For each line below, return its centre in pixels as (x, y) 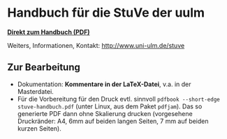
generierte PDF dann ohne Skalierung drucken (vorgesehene (105, 113)
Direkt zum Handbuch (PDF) (49, 32)
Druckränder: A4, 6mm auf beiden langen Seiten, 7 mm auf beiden (113, 121)
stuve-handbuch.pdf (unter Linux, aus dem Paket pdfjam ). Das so (110, 106)
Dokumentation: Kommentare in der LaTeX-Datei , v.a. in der (104, 84)
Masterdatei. (35, 91)
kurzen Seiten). (39, 128)
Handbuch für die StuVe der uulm (106, 13)
